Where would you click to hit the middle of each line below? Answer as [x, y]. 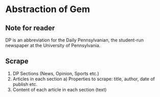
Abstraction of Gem [48, 9]
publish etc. [25, 84]
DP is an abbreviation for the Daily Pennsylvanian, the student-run [74, 40]
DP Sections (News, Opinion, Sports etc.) [56, 73]
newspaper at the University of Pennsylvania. [53, 45]
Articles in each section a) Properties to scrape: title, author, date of [84, 79]
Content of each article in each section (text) [60, 89]
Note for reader [30, 28]
